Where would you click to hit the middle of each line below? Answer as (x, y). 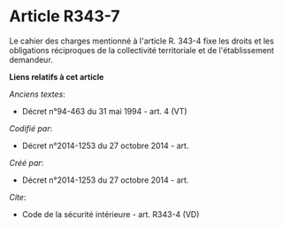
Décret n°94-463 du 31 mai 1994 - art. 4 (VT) (104, 111)
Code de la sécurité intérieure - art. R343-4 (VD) (111, 214)
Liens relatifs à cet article (57, 76)
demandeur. (31, 59)
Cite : (18, 197)
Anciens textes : (38, 94)
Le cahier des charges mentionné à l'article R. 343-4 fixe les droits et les (141, 41)
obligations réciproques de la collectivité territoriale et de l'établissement (141, 50)
